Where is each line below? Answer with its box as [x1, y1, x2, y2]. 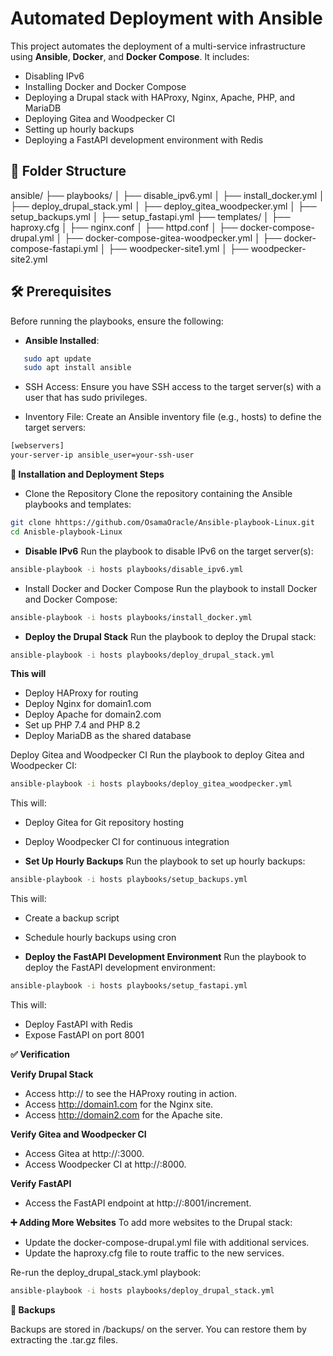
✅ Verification [10, 1048, 70, 1061]
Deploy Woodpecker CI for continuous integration [24, 836, 230, 848]
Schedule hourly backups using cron [24, 932, 177, 944]
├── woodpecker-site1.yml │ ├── [108, 242, 249, 254]
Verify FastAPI [10, 1178, 72, 1190]
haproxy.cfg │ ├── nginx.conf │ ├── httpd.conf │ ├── [10, 221, 238, 233]
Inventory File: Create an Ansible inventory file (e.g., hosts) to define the [24, 411, 322, 423]
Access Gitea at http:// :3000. [24, 1148, 145, 1160]
